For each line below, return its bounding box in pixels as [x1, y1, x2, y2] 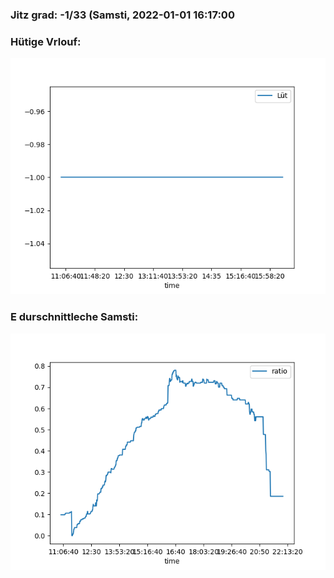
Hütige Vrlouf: [10, 34, 82, 48]
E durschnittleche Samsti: [10, 310, 139, 324]
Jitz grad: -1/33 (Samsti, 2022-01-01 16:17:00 [10, 8, 235, 22]
